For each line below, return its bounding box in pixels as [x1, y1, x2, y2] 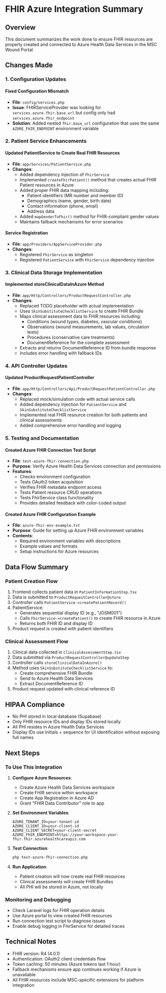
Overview [5, 23, 36, 32]
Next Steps [5, 749, 40, 757]
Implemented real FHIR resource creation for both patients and [19, 412, 147, 418]
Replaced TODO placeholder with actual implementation [19, 302, 134, 308]
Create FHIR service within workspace [19, 789, 98, 795]
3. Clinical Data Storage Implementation [5, 269, 103, 276]
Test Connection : [12, 845, 48, 851]
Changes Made [5, 61, 53, 70]
